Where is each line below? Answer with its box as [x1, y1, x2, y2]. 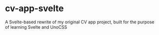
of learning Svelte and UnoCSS [5, 24, 67, 30]
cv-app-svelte [5, 3, 64, 14]
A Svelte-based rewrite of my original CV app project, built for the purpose [5, 19, 155, 25]
